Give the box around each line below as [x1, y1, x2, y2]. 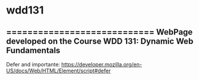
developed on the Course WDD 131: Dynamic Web [6, 36, 194, 46]
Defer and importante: [6, 61, 61, 68]
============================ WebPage [6, 27, 193, 37]
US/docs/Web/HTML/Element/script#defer [6, 67, 111, 74]
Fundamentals [6, 45, 61, 55]
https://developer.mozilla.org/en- [61, 61, 143, 68]
